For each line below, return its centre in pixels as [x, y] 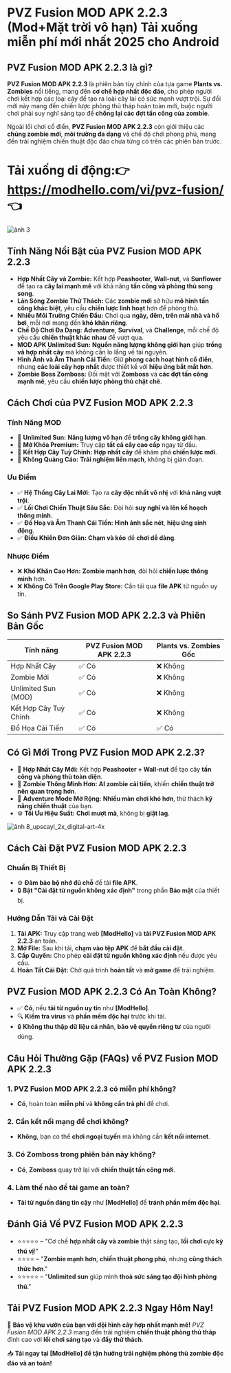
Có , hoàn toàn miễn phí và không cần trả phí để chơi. [93, 1104]
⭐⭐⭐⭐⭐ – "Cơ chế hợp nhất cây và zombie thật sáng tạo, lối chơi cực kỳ [120, 1241]
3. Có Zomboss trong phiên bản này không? [81, 1154]
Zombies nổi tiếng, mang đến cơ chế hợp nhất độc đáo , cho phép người [109, 91]
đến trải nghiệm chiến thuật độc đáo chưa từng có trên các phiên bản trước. [114, 141]
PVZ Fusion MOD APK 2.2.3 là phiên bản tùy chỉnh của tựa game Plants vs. [115, 84]
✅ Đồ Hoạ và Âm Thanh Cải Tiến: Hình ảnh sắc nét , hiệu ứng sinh [112, 523]
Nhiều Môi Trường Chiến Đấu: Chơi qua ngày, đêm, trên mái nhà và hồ [118, 315]
